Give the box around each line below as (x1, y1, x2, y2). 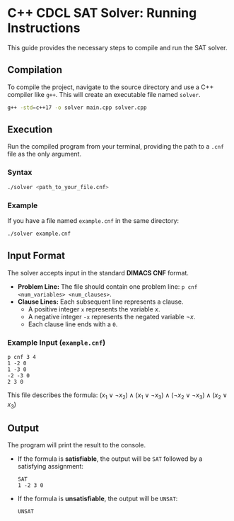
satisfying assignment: (17, 462, 83, 471)
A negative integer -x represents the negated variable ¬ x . (28, 312, 196, 321)
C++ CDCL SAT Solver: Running (7, 5, 197, 21)
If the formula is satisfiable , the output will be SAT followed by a (17, 454, 203, 463)
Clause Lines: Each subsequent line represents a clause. (17, 297, 184, 306)
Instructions (7, 20, 81, 36)
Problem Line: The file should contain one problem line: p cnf (17, 282, 198, 291)
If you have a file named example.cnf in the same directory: (7, 216, 179, 224)
